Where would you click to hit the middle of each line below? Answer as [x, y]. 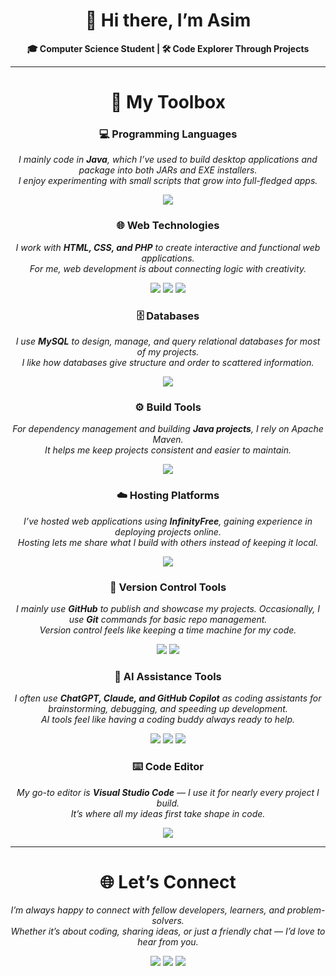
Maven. [168, 440]
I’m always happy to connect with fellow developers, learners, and [147, 910]
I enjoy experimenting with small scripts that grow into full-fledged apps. [168, 181]
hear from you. [168, 942]
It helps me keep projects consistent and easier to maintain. [168, 450]
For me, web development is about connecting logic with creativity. [168, 268]
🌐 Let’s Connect [168, 881]
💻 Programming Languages [168, 134]
